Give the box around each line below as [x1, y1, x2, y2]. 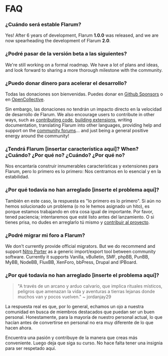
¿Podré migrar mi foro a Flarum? [5, 232, 86, 239]
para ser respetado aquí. [5, 345, 56, 351]
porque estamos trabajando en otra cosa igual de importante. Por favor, [5, 208, 153, 214]
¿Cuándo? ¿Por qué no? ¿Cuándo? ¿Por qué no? [5, 152, 125, 158]
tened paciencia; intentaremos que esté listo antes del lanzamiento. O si [5, 214, 154, 220]
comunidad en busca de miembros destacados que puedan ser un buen [5, 309, 155, 315]
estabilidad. [5, 174, 29, 180]
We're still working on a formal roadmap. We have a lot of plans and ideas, [5, 61, 159, 68]
